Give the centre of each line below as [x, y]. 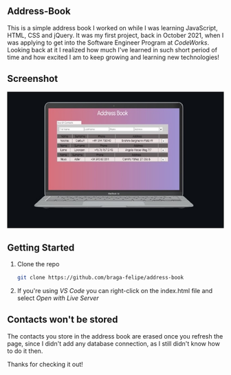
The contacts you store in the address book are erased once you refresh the [115, 336]
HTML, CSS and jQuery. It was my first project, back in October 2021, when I [115, 35]
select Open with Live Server [58, 298]
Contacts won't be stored [63, 320]
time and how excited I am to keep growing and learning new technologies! [113, 57]
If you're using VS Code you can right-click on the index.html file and [115, 290]
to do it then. [25, 351]
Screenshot [33, 79]
